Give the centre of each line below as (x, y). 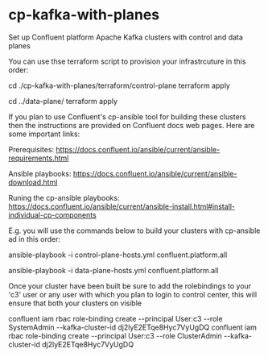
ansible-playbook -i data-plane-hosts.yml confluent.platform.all (113, 270)
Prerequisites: (31, 149)
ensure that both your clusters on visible (75, 303)
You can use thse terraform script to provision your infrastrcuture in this (127, 61)
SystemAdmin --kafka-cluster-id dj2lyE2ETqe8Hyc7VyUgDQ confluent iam (133, 327)
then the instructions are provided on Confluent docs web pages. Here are (132, 125)
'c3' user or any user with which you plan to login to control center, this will (133, 294)
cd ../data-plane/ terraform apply (63, 101)
